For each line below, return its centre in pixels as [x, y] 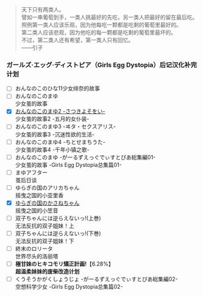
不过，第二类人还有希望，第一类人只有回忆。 [77, 40]
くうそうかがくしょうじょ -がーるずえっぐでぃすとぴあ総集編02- [96, 279]
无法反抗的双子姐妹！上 [45, 225]
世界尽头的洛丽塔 [37, 256]
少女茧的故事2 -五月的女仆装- [52, 119]
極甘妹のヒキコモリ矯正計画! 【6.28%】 [64, 264]
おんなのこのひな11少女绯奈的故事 [58, 88]
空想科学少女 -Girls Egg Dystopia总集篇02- [69, 287]
